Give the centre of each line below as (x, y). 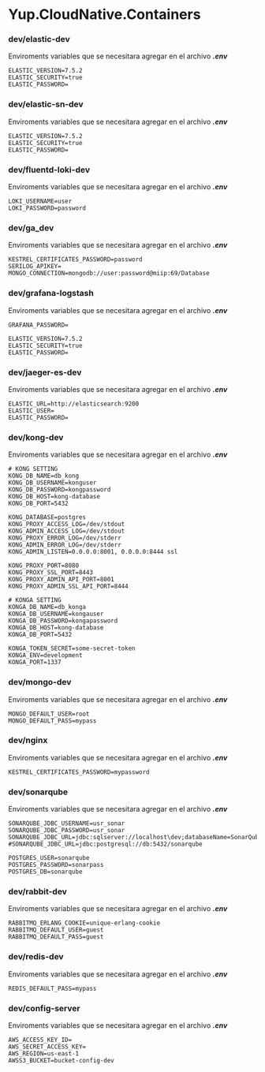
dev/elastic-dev (39, 39)
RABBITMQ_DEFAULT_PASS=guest (56, 937)
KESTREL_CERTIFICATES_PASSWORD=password (76, 260)
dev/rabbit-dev (37, 891)
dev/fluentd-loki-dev (49, 170)
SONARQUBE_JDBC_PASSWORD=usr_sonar (67, 831)
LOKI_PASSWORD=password (47, 208)
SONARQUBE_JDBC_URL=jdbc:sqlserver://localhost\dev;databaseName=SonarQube (135, 838)
